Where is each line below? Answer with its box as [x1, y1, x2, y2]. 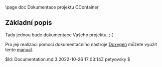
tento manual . [5, 47, 33, 53]
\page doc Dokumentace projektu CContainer [5, 4, 99, 10]
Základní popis [5, 18, 52, 27]
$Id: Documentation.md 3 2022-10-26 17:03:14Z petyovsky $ [5, 56, 131, 62]
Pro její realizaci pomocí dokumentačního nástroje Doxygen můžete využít [5, 41, 157, 47]
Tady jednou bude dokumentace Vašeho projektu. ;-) [5, 32, 114, 38]
